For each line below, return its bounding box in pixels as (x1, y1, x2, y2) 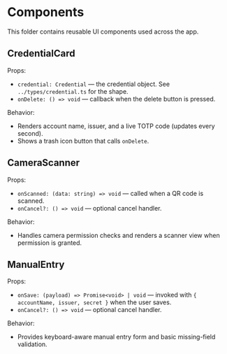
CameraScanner (7, 157, 80, 169)
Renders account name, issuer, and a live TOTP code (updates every (17, 122, 215, 130)
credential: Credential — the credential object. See (17, 80, 170, 88)
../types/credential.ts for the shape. (17, 87, 129, 95)
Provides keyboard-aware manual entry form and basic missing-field (17, 333, 216, 341)
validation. (17, 340, 47, 348)
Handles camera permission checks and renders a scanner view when (17, 231, 220, 239)
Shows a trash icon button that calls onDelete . (17, 136, 149, 145)
